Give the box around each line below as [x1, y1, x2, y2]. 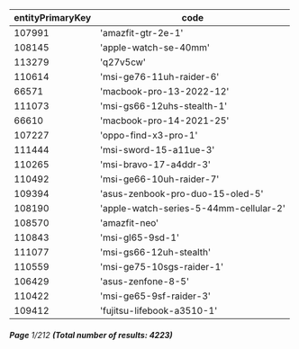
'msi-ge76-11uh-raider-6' [99, 71, 220, 83]
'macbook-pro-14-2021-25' [99, 114, 230, 127]
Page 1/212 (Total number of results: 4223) [9, 329, 173, 340]
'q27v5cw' [99, 56, 147, 68]
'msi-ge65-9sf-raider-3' [99, 290, 212, 302]
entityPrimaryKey [14, 12, 92, 23]
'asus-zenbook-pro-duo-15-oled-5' [99, 188, 264, 200]
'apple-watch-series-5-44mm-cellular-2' [99, 202, 286, 214]
